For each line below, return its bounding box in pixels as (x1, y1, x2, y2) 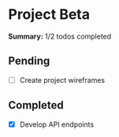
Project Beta (8, 6, 91, 24)
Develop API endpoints (19, 120, 95, 129)
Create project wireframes (19, 75, 105, 84)
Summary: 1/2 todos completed (8, 31, 112, 41)
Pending (8, 54, 50, 68)
